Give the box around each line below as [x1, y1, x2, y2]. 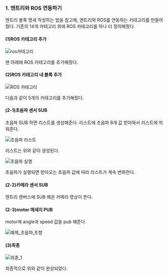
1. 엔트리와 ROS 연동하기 [5, 4, 62, 11]
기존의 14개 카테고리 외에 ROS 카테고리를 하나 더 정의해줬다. [16, 23, 136, 29]
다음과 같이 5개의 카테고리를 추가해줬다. [5, 95, 84, 101]
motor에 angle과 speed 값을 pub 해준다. [5, 219, 87, 225]
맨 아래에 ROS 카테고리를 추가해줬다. [5, 59, 78, 65]
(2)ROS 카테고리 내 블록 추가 [5, 72, 62, 78]
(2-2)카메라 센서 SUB [5, 181, 48, 188]
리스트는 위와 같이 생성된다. [5, 147, 60, 154]
